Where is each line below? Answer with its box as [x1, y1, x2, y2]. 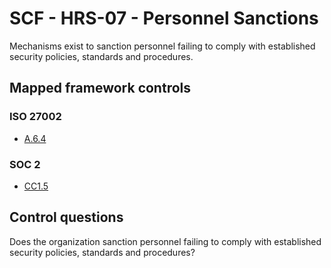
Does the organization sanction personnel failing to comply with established [9, 235, 322, 247]
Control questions [9, 209, 124, 226]
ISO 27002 [9, 110, 62, 124]
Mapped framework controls [9, 80, 192, 97]
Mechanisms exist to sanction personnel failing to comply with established [9, 40, 316, 52]
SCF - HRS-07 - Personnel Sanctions [9, 7, 319, 30]
